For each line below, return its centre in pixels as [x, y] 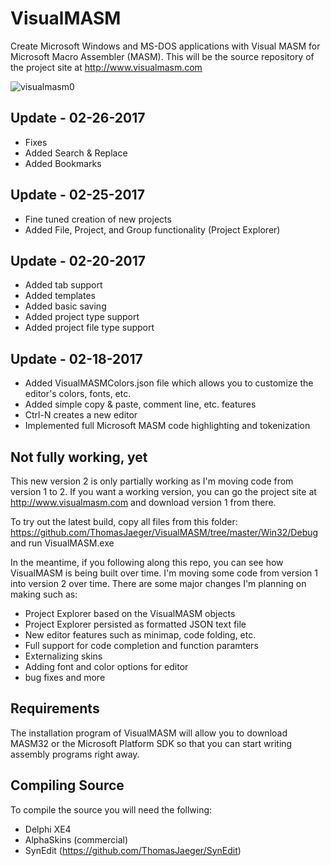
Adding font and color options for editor [106, 666]
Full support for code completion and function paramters [141, 645]
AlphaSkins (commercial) [76, 839]
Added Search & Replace [76, 153]
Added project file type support [89, 328]
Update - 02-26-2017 [78, 118]
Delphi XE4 [48, 829]
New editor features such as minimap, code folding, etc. [140, 635]
